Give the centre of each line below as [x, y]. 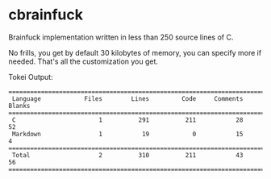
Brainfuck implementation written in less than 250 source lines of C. [121, 37]
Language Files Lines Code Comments [127, 98]
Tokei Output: [31, 77]
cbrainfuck [46, 15]
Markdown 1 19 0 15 [127, 134]
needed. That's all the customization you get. [83, 61]
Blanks [19, 106]
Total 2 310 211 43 [127, 155]
